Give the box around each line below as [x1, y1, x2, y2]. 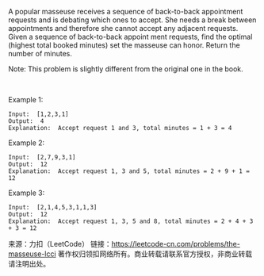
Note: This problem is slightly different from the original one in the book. [8, 64, 243, 74]
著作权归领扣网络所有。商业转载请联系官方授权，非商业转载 [58, 249, 253, 259]
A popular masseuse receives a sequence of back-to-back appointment [8, 7, 243, 16]
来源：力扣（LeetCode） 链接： [8, 240, 113, 248]
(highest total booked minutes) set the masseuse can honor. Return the [8, 40, 240, 50]
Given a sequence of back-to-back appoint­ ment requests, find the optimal [8, 32, 253, 41]
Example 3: [8, 188, 45, 197]
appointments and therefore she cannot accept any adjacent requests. [8, 24, 239, 33]
